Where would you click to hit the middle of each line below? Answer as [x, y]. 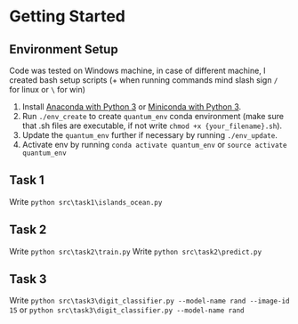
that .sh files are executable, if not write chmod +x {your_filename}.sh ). [152, 126]
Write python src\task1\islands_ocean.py [86, 201]
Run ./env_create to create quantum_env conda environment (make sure [153, 116]
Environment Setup [64, 49]
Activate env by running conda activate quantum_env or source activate [154, 145]
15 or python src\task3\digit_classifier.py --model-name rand [127, 310]
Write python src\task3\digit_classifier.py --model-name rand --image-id [149, 301]
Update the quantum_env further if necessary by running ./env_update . [149, 135]
